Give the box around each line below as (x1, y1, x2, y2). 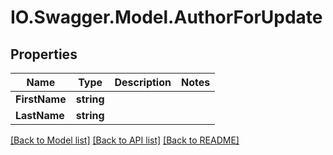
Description (114, 76, 172, 89)
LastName (15, 109, 65, 122)
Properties (10, 46, 78, 63)
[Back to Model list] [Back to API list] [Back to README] (10, 134, 240, 146)
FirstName (15, 92, 67, 106)
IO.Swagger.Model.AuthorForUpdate (10, 6, 323, 29)
